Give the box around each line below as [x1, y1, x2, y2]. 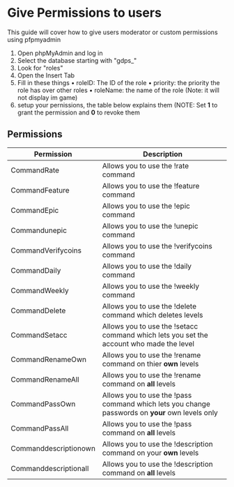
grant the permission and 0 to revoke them [17, 108, 141, 117]
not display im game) [17, 93, 78, 102]
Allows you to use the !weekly [102, 281, 200, 291]
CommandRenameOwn [10, 354, 87, 364]
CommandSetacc [10, 330, 68, 340]
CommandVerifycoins [10, 246, 82, 255]
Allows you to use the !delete [102, 301, 197, 311]
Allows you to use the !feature [102, 181, 200, 190]
